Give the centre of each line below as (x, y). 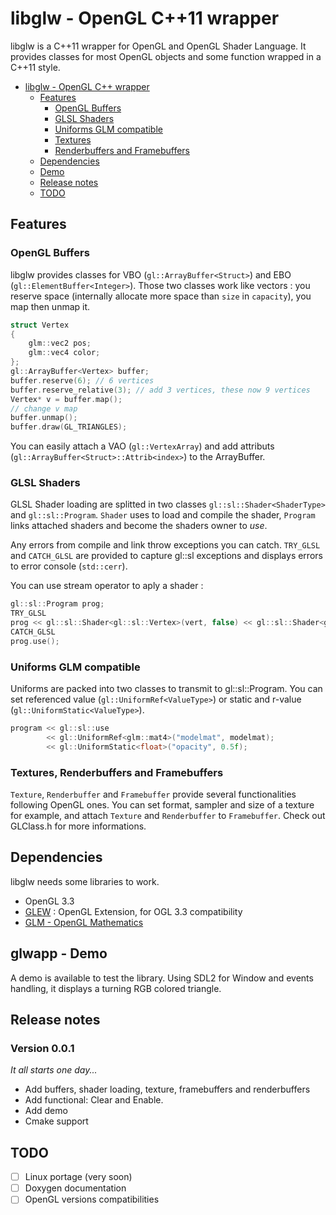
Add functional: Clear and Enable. (94, 1100)
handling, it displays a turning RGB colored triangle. (116, 988)
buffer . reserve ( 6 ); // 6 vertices (82, 380)
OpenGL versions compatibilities (92, 1199)
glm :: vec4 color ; (64, 353)
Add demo (46, 1111)
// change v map (44, 408)
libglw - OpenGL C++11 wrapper (145, 18)
